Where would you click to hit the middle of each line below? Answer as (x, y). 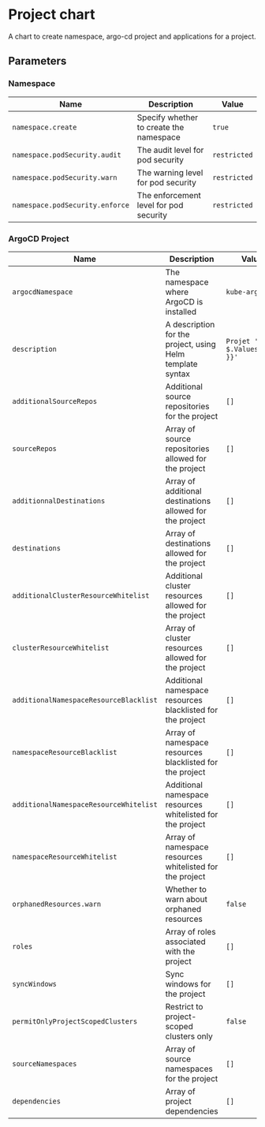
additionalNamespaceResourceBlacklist (85, 700)
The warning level (170, 173)
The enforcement (169, 195)
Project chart (52, 15)
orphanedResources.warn (57, 904)
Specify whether (168, 118)
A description (190, 324)
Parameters (37, 61)
